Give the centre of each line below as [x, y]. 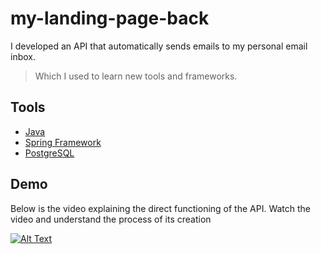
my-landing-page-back [110, 18]
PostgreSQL [49, 153]
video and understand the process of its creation [111, 219]
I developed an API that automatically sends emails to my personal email [159, 46]
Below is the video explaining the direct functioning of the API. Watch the [161, 208]
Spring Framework [63, 142]
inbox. [23, 56]
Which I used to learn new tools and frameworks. [136, 76]
